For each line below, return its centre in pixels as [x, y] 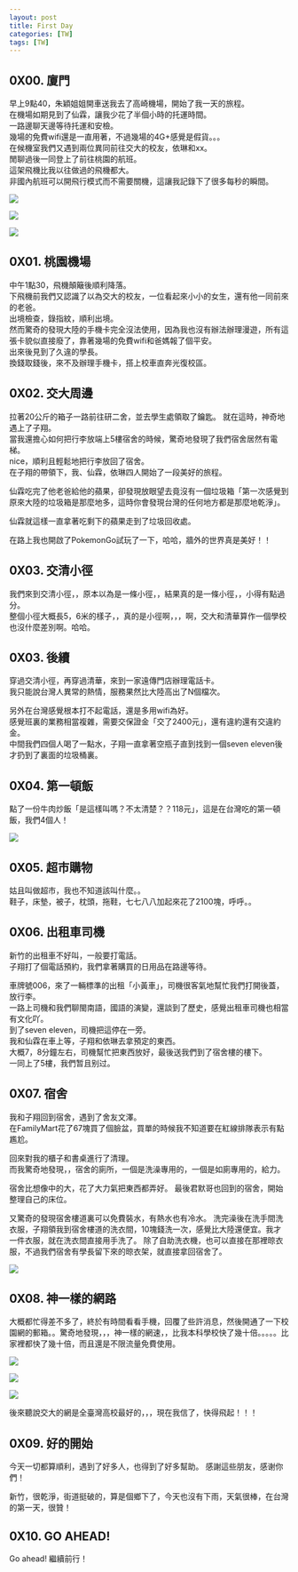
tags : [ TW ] [29, 42]
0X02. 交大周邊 [51, 393]
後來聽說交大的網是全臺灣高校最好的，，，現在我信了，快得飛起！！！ [133, 1413]
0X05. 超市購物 [51, 867]
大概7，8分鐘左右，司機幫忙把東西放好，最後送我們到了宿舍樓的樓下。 [138, 1052]
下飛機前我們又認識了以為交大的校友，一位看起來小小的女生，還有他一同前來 [149, 296]
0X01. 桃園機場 [50, 262]
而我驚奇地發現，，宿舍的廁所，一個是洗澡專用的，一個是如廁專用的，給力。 [147, 1169]
